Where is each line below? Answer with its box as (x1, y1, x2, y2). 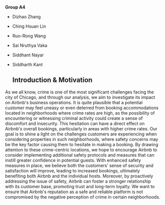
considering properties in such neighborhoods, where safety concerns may (5, 136, 159, 142)
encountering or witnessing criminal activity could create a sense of (5, 115, 143, 121)
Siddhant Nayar (12, 52, 44, 58)
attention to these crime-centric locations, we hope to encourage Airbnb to (5, 147, 158, 153)
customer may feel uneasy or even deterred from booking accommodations (5, 105, 159, 111)
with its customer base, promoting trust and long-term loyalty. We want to (5, 183, 155, 189)
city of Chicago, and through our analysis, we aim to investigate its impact (5, 94, 155, 100)
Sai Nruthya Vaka (12, 42, 48, 48)
